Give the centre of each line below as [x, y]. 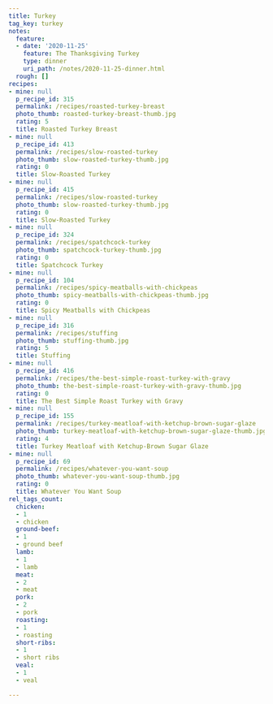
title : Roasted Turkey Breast [67, 129]
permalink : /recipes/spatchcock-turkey [83, 243]
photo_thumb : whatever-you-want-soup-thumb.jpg [98, 477]
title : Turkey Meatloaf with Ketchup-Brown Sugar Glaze [112, 446]
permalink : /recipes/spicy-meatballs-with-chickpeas [107, 288]
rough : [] [32, 76]
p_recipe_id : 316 [45, 326]
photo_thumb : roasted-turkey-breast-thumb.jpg [96, 114]
